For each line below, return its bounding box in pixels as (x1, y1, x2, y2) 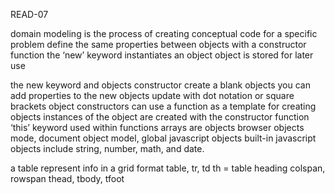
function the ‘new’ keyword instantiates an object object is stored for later (10, 49, 314, 61)
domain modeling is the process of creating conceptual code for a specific (10, 28, 318, 39)
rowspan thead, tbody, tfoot (10, 173, 125, 184)
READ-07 (10, 9, 49, 20)
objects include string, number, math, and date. (10, 143, 205, 154)
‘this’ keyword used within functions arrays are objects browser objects (10, 122, 305, 133)
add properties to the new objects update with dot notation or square (10, 90, 295, 101)
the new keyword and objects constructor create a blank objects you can (10, 79, 311, 91)
